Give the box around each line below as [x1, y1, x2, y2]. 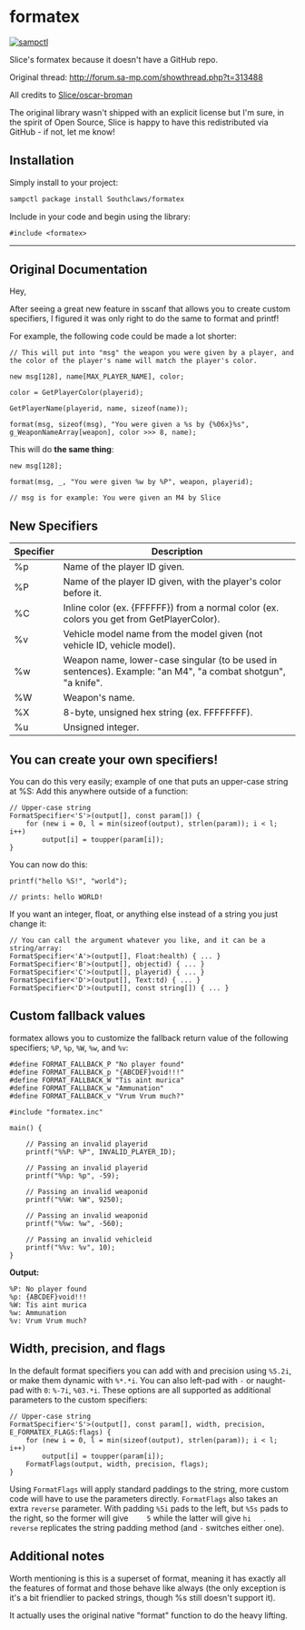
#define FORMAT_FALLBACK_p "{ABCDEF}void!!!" [9, 1068, 184, 1077]
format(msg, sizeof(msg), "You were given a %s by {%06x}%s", [9, 420, 250, 430]
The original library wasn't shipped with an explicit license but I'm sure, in [9, 106, 284, 117]
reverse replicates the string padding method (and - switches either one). [9, 1522, 285, 1533]
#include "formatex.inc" [9, 1108, 103, 1117]
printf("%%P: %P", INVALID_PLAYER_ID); [25, 1147, 177, 1157]
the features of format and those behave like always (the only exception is [9, 1582, 286, 1594]
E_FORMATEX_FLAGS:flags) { [9, 1427, 112, 1437]
